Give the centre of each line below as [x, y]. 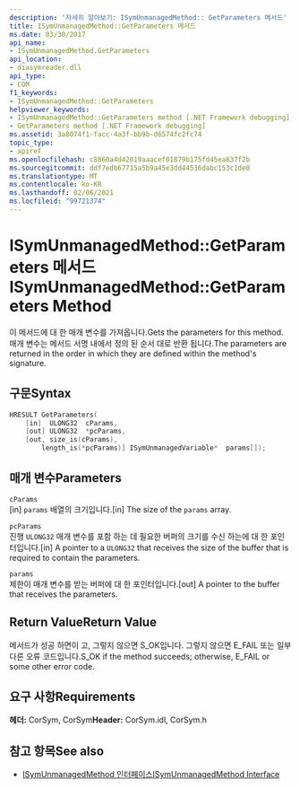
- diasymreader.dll [46, 68]
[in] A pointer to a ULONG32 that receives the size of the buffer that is [164, 547]
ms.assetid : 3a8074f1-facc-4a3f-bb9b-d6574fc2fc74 [106, 135]
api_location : [36, 59]
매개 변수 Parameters [66, 478]
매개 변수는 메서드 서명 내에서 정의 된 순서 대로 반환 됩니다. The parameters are [148, 343]
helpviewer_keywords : [50, 109]
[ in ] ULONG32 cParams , [72, 423]
